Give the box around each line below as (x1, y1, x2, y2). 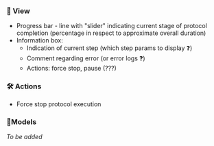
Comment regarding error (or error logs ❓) (26, 54, 145, 62)
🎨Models (6, 117, 37, 126)
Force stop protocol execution (16, 99, 102, 108)
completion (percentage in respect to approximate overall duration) (16, 29, 206, 37)
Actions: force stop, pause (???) (26, 64, 117, 73)
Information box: (16, 36, 63, 45)
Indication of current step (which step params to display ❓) (26, 44, 193, 52)
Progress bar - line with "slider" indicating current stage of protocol (16, 22, 207, 30)
